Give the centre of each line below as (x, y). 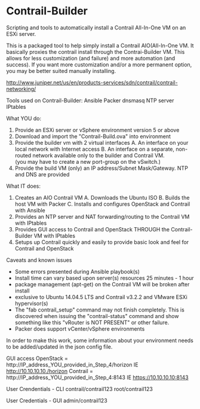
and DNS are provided (42, 174)
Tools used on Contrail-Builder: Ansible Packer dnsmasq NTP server (90, 100)
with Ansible (30, 210)
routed (23, 155)
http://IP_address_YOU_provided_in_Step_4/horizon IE (72, 364)
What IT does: (23, 186)
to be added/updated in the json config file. (59, 347)
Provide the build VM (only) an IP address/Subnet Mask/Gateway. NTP (101, 168)
